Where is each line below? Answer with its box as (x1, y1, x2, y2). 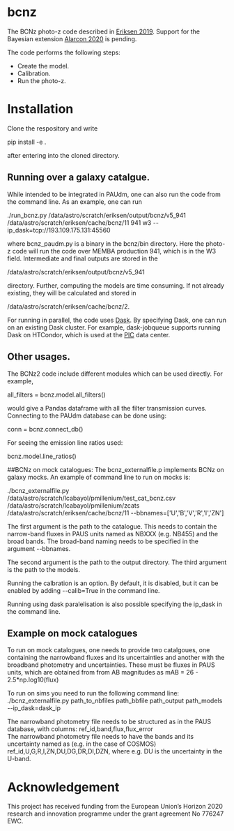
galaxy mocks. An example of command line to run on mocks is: (7, 473, 191, 481)
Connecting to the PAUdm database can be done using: (7, 411, 167, 420)
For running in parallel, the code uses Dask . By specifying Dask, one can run (7, 316, 226, 324)
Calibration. (17, 69, 51, 78)
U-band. (7, 755, 31, 763)
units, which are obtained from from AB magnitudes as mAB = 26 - (7, 668, 198, 677)
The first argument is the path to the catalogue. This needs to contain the (7, 522, 217, 531)
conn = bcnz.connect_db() (7, 425, 84, 433)
